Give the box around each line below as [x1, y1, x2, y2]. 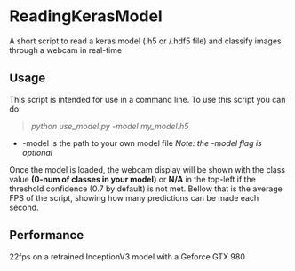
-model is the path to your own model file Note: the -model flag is [21, 137, 262, 148]
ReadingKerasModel [9, 6, 163, 27]
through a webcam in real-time [9, 44, 123, 55]
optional [21, 147, 53, 158]
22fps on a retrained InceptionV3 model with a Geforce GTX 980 [9, 251, 246, 262]
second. [9, 202, 39, 213]
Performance [9, 228, 84, 243]
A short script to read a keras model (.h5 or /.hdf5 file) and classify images [9, 35, 282, 46]
